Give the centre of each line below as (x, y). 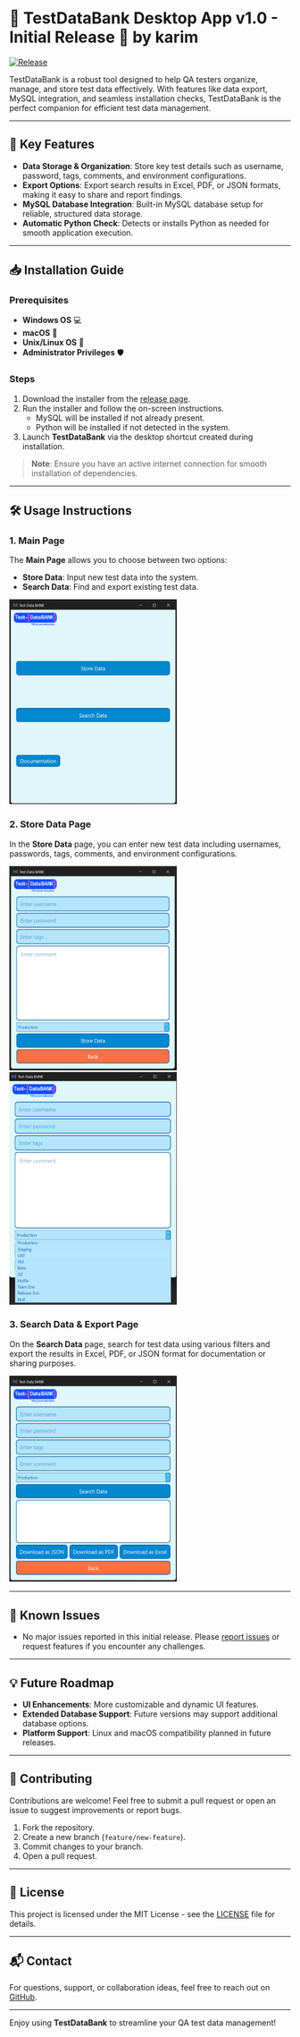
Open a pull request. (60, 1855)
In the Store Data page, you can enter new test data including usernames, (145, 844)
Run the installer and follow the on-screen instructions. (123, 408)
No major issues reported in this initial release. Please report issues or (150, 1637)
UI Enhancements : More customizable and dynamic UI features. (140, 1705)
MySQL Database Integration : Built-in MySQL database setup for (142, 204)
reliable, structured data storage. (82, 213)
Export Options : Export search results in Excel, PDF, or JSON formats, (151, 185)
